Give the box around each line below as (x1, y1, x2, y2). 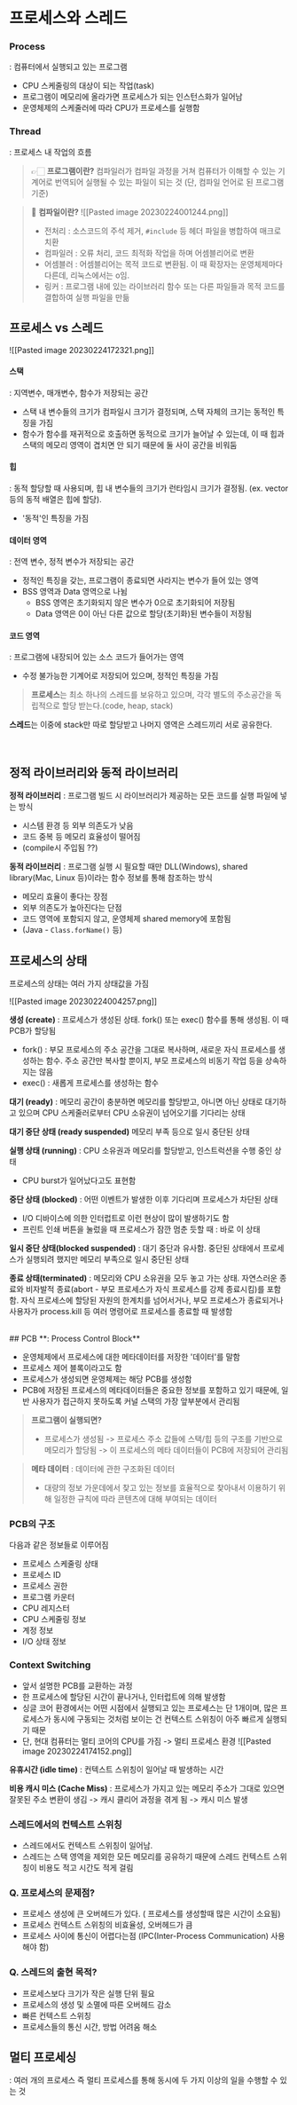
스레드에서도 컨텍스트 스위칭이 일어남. (21, 1840, 153, 1850)
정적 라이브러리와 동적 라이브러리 (9, 765, 179, 780)
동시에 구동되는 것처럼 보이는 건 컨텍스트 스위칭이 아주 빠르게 (52, 1714, 264, 1724)
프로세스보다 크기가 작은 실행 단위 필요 (21, 1988, 155, 1999)
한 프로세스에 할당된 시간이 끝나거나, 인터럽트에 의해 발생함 (21, 1691, 226, 1702)
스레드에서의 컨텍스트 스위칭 (9, 1818, 122, 1831)
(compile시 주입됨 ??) (21, 842, 98, 853)
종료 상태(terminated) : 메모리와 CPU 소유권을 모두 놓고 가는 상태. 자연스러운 (9, 1273, 277, 1283)
